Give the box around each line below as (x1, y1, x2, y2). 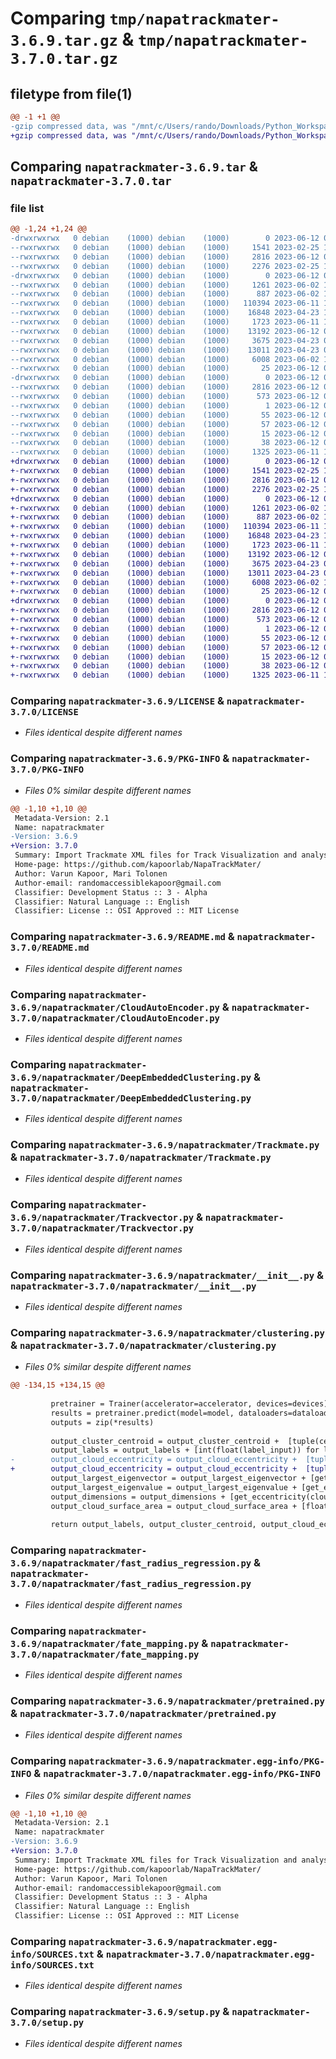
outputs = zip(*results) (50, 1417, 155, 1427)
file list (10, 201, 45, 215)
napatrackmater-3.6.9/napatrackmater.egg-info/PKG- (68, 1756, 325, 1767)
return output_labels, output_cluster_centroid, (50, 1520, 257, 1530)
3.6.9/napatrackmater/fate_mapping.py (10, 1638, 200, 1649)
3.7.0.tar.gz (10, 50, 118, 69)
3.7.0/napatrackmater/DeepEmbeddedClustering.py (10, 1092, 252, 1104)
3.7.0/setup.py (10, 2017, 85, 2029)
